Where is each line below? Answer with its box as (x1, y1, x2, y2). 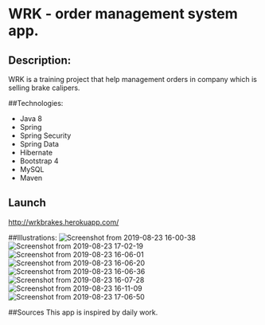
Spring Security (19, 131, 72, 140)
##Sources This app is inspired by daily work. (8, 307, 158, 317)
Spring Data (19, 139, 60, 148)
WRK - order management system (8, 5, 239, 23)
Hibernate (19, 148, 53, 157)
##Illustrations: (8, 233, 57, 242)
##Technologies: (8, 99, 64, 108)
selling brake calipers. (8, 83, 80, 92)
